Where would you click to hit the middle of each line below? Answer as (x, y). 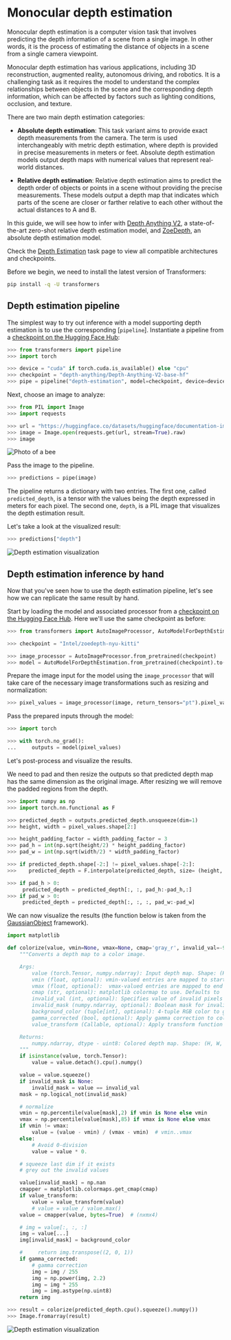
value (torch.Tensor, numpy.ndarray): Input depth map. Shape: (124, 973)
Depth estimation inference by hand (86, 574)
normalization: (27, 690)
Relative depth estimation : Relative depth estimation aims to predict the (119, 180)
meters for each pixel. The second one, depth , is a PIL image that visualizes (114, 506)
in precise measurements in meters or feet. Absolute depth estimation (116, 152)
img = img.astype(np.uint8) (72, 1291)
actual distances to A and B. (57, 210)
